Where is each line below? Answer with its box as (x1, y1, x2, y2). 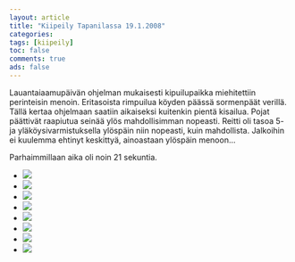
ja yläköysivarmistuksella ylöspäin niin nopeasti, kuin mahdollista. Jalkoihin (9, 125, 284, 135)
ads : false (9, 63, 50, 72)
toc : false (9, 46, 50, 55)
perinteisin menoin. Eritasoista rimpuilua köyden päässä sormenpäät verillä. (9, 96, 288, 107)
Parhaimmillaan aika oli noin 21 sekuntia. (9, 151, 158, 162)
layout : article (9, 12, 70, 22)
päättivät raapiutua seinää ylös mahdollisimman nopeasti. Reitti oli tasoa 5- (9, 115, 284, 126)
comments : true (9, 54, 66, 63)
